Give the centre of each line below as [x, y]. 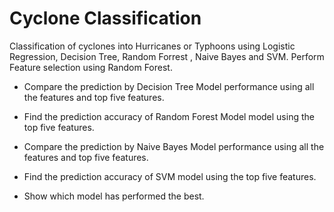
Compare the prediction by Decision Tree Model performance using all [169, 86]
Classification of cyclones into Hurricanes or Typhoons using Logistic [152, 46]
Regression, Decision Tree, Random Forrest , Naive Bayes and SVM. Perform [167, 56]
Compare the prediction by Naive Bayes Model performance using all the [174, 146]
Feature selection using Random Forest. [91, 67]
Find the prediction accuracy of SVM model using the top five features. [170, 176]
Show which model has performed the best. [114, 196]
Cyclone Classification [105, 18]
